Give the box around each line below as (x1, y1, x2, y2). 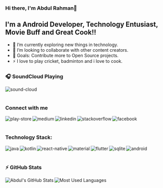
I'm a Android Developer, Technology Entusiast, (5, 20, 158, 29)
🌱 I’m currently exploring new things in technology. (12, 42, 119, 48)
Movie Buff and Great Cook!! (5, 28, 97, 37)
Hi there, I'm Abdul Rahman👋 (5, 5, 77, 12)
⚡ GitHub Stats (5, 164, 42, 171)
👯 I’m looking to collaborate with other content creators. (12, 47, 129, 53)
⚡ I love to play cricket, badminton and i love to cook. (12, 58, 123, 64)
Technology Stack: (5, 134, 52, 141)
